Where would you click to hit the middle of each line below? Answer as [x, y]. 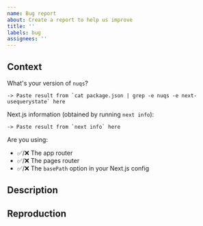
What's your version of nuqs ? [48, 83]
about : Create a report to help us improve [70, 20]
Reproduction [37, 213]
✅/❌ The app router [45, 153]
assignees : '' [27, 39]
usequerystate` [29, 101]
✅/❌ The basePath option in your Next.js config [83, 168]
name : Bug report [32, 13]
